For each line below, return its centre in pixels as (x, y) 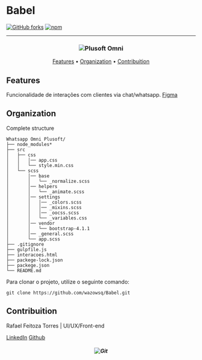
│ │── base (28, 176)
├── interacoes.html (32, 255)
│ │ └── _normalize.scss (48, 181)
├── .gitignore (25, 244)
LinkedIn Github (26, 337)
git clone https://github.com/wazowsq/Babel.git (68, 293)
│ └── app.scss (33, 239)
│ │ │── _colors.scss (44, 202)
